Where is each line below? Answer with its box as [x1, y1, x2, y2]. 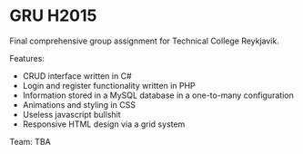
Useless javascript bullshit [22, 109, 121, 120]
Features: [9, 53, 45, 63]
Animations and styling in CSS [22, 99, 136, 110]
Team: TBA [9, 136, 52, 147]
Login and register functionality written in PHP [22, 80, 196, 91]
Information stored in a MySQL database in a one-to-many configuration [22, 90, 294, 101]
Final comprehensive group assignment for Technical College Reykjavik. [9, 35, 279, 46]
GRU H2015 [9, 5, 97, 26]
